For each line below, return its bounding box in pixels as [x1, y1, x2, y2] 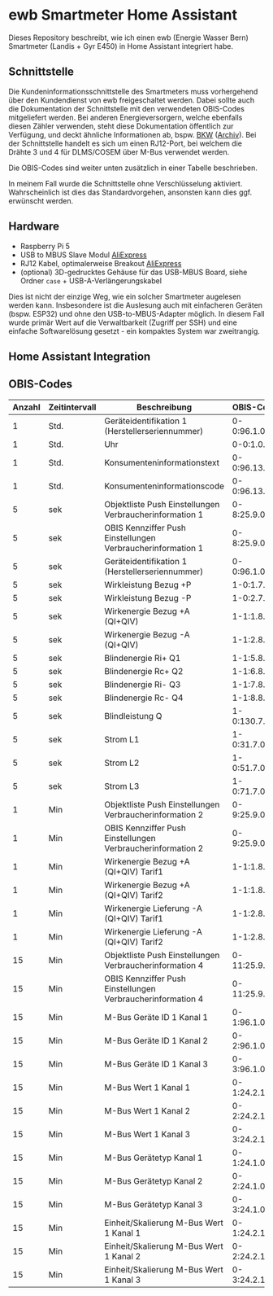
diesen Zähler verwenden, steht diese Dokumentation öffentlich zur [8, 120, 234, 131]
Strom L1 [104, 733, 140, 745]
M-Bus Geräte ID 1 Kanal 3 [104, 1058, 209, 1070]
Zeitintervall [48, 401, 97, 413]
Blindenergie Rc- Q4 [104, 692, 184, 703]
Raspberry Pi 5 [19, 241, 71, 251]
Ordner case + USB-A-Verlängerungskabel [19, 275, 162, 286]
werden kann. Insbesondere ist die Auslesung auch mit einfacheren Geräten [8, 300, 262, 310]
